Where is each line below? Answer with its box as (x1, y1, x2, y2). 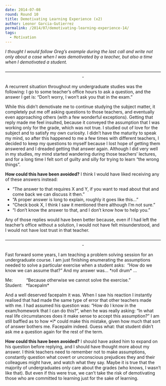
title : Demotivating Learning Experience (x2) (5, 16, 103, 21)
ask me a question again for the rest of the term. (5, 329, 104, 334)
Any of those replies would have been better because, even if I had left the (5, 217, 157, 222)
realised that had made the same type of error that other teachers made (5, 297, 152, 303)
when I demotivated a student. (5, 59, 68, 65)
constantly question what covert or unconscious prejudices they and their (5, 354, 156, 360)
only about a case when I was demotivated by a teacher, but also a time (5, 54, 153, 59)
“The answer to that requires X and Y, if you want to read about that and (12, 186, 159, 192)
